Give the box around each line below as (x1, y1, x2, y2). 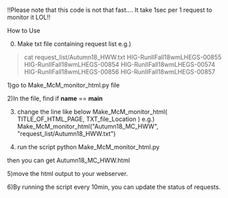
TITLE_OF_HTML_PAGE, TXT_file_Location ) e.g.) (16, 115, 155, 123)
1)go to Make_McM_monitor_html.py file (7, 81, 120, 89)
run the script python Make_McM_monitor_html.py (16, 143, 160, 151)
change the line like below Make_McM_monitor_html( (16, 108, 168, 115)
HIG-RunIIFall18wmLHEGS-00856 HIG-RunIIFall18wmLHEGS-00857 (23, 68, 216, 76)
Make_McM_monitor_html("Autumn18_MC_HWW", (16, 122, 159, 130)
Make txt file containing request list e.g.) (16, 40, 132, 47)
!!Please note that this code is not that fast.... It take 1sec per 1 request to (7, 6, 213, 14)
